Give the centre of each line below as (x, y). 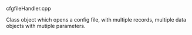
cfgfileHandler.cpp (28, 8)
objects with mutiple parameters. (46, 26)
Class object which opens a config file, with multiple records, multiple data (96, 20)
